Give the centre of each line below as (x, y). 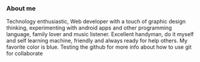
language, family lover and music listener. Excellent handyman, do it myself (100, 34)
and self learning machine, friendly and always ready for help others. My (97, 41)
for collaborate (25, 54)
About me (21, 8)
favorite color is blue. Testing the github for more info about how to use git (99, 47)
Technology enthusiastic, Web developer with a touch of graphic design (96, 22)
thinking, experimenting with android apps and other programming (89, 28)
